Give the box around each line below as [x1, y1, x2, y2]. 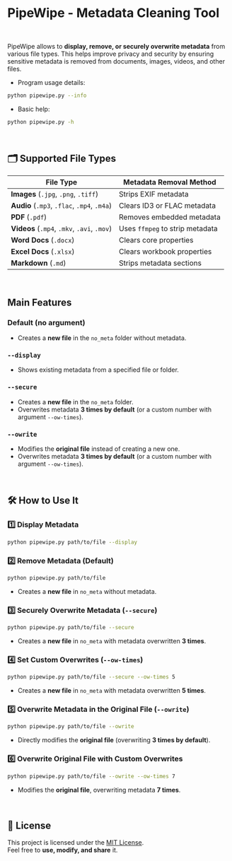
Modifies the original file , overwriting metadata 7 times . [17, 785, 181, 794]
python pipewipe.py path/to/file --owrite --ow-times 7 [7, 773, 175, 780]
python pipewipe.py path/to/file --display [7, 539, 138, 546]
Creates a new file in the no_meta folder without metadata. [17, 334, 187, 342]
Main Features [7, 296, 72, 308]
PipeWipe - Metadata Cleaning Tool [7, 5, 220, 21]
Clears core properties [119, 235, 194, 245]
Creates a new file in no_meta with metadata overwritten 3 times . [17, 636, 207, 645]
